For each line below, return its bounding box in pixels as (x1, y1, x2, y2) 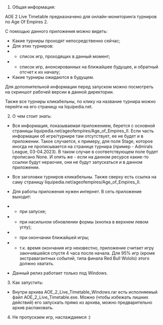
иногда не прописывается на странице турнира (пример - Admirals (12, 144, 153, 149)
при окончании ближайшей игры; (19, 235, 89, 240)
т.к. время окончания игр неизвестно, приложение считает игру (19, 245, 154, 250)
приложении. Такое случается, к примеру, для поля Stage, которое (12, 138, 153, 144)
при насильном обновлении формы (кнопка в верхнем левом (19, 219, 149, 225)
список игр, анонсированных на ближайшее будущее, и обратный (19, 64, 159, 70)
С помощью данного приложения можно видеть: (5, 28, 108, 34)
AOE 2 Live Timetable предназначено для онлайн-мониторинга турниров (5, 14, 157, 19)
